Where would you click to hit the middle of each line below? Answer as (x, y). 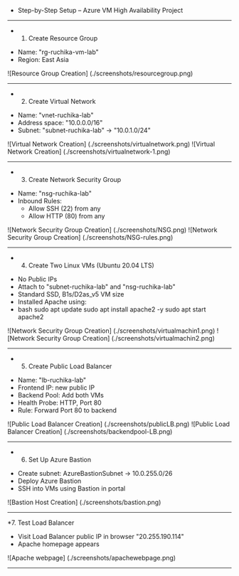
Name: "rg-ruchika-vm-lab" (58, 52)
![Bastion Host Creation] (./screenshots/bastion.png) (84, 502)
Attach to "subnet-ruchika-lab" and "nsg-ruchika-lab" (96, 287)
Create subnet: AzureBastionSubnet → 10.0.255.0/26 (95, 473)
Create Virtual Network (62, 101)
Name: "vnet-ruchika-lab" (55, 115)
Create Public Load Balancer (70, 366)
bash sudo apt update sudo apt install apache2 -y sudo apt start (112, 309)
